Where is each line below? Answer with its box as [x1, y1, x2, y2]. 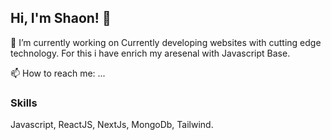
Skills [10, 96, 38, 110]
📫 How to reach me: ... [10, 67, 106, 79]
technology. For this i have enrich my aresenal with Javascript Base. [10, 47, 291, 59]
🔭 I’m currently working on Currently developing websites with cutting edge [10, 36, 322, 48]
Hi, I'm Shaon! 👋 [10, 10, 112, 27]
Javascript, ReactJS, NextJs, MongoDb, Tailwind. [10, 119, 214, 131]
